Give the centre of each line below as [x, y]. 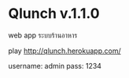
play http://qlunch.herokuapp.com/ [64, 51]
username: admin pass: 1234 [55, 66]
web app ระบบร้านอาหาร [43, 35]
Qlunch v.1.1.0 [54, 14]
